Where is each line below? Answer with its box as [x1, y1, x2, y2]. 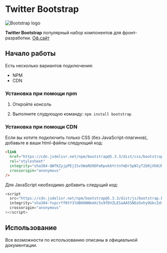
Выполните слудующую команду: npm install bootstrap [12, 111, 132, 117]
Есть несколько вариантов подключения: [5, 62, 93, 68]
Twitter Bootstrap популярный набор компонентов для [5, 29, 122, 35]
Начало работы [5, 49, 56, 58]
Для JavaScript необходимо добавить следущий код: [5, 182, 118, 188]
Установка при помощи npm [5, 90, 78, 97]
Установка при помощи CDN [5, 123, 78, 130]
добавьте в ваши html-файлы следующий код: [5, 140, 103, 146]
